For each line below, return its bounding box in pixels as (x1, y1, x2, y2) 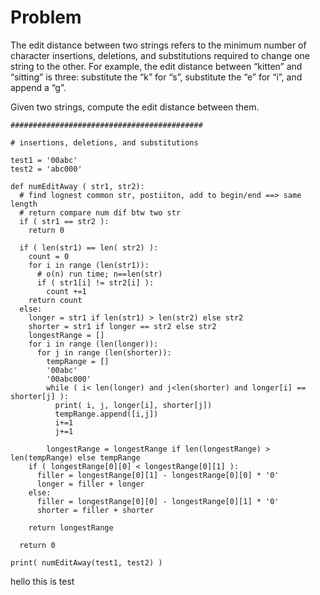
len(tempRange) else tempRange (10, 452, 141, 463)
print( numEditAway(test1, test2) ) (10, 557, 163, 568)
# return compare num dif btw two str (19, 207, 182, 218)
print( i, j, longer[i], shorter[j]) (54, 400, 213, 410)
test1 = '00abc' (10, 155, 78, 165)
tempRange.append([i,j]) (54, 409, 159, 419)
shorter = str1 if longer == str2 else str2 (28, 321, 217, 331)
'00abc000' (46, 374, 92, 384)
